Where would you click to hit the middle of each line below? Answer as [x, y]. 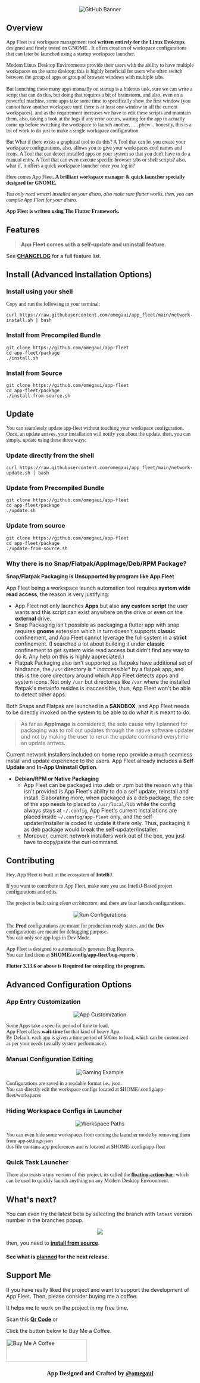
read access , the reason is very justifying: [58, 594]
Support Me [29, 1275]
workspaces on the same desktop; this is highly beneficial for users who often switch [94, 71]
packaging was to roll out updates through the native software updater [107, 730]
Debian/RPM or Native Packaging [57, 779]
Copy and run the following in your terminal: [53, 304]
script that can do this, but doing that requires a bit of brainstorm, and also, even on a [95, 95]
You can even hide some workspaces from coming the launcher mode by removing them [98, 1135]
